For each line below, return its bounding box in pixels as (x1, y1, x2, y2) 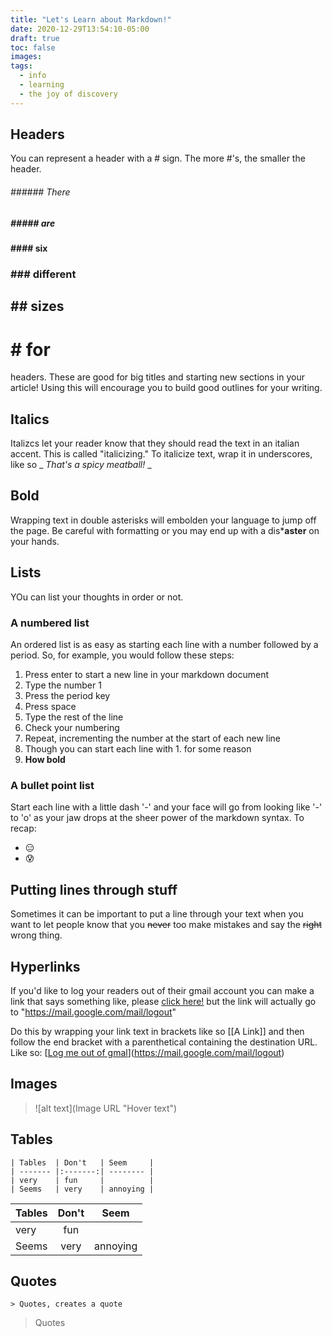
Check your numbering (24, 722, 120, 733)
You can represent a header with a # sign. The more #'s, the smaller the (10, 152, 306, 165)
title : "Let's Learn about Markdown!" (10, 14, 172, 25)
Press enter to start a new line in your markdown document (24, 669, 270, 680)
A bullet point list (10, 778, 95, 792)
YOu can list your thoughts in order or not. (10, 591, 184, 603)
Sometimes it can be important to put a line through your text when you (10, 908, 304, 920)
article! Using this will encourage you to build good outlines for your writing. (10, 382, 323, 394)
